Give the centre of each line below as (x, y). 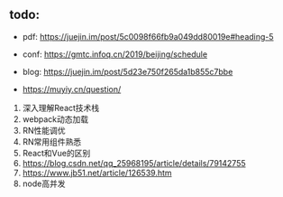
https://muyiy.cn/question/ (72, 89)
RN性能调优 (44, 130)
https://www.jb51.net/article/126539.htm (97, 173)
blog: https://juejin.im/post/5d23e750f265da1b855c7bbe (128, 71)
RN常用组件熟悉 (52, 141)
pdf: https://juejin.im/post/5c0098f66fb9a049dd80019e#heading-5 (148, 36)
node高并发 (44, 183)
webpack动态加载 (55, 119)
